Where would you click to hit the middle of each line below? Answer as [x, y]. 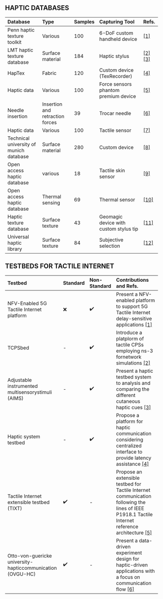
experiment [129, 553]
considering [130, 439]
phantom [109, 90]
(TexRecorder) [116, 76]
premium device [118, 96]
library [15, 249]
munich [16, 150]
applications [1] [134, 325]
